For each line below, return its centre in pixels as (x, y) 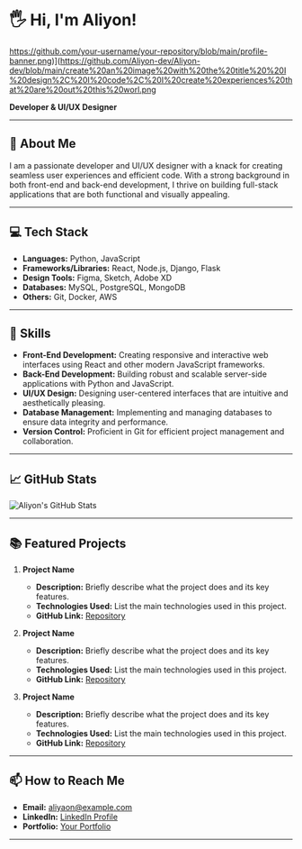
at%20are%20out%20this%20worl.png (83, 89)
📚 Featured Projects (68, 543)
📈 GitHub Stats (53, 479)
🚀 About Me (43, 144)
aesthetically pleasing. (64, 403)
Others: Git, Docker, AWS (70, 297)
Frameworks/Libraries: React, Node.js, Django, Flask (121, 268)
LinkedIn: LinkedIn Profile (70, 817)
